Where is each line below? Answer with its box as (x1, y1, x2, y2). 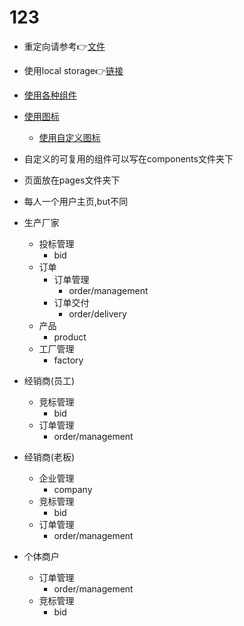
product (53, 331, 87, 343)
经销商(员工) (23, 374, 76, 386)
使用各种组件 (23, 89, 77, 101)
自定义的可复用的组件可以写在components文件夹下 (23, 152, 234, 165)
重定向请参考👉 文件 (23, 40, 106, 52)
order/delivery (68, 307, 127, 320)
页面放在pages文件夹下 (23, 174, 121, 186)
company (53, 483, 93, 495)
